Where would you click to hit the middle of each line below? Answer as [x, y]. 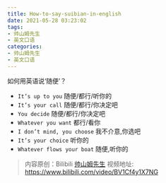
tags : [15, 27]
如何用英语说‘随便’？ [37, 81]
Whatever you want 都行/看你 [59, 122]
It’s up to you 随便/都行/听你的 [65, 95]
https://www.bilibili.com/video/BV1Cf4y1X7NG [91, 172]
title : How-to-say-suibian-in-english [64, 14]
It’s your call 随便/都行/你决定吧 [68, 105]
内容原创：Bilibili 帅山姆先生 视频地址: [79, 164]
